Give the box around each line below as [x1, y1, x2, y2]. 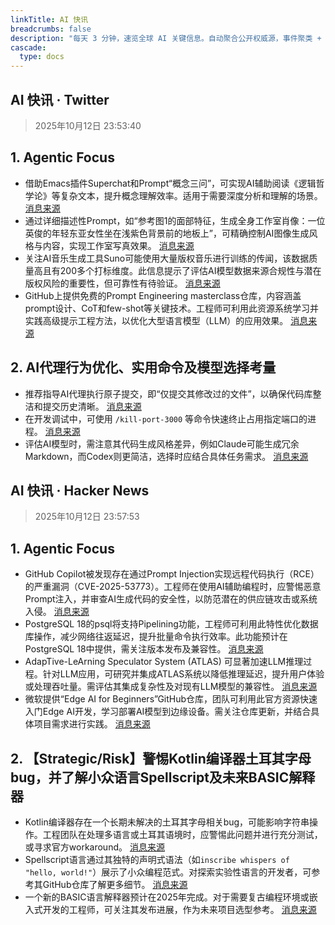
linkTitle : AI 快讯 [10, 14, 89, 25]
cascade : [10, 42, 47, 53]
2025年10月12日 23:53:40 [34, 119, 142, 131]
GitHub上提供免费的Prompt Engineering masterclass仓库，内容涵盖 [24, 289, 302, 301]
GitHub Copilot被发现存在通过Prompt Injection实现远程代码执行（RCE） [24, 568, 320, 580]
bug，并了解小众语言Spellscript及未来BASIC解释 [10, 769, 316, 786]
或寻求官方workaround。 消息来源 [24, 841, 165, 853]
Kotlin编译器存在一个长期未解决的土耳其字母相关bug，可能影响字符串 [24, 816, 310, 828]
